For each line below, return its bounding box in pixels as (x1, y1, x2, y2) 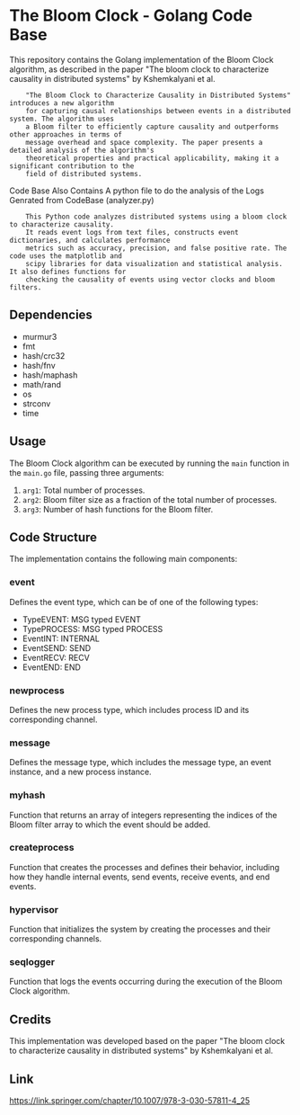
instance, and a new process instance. (9, 766, 152, 778)
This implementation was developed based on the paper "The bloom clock (9, 1036, 286, 1047)
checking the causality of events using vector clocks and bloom (25, 275, 276, 284)
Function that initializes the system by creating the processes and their (9, 923, 271, 935)
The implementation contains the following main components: (9, 554, 238, 565)
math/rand (22, 379, 61, 389)
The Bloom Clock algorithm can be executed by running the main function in (9, 458, 290, 468)
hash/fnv (22, 360, 56, 370)
